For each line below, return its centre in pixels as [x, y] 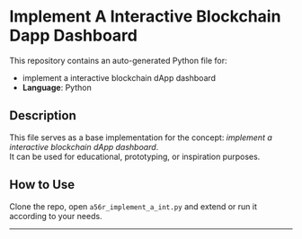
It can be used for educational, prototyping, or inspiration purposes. [135, 156]
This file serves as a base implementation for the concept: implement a [141, 137]
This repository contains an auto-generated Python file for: [118, 60]
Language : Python [57, 87]
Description [43, 115]
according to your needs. [56, 216]
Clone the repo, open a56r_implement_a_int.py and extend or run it [133, 206]
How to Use [42, 185]
